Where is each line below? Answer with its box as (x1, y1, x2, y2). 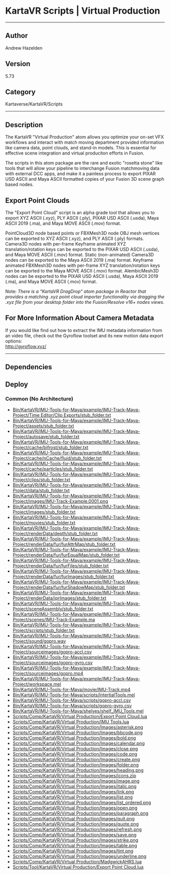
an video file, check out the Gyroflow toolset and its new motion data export (5, 332, 163, 339)
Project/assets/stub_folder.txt (12, 423, 74, 429)
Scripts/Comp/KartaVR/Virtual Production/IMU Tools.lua (12, 719, 130, 725)
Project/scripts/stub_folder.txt (12, 627, 75, 633)
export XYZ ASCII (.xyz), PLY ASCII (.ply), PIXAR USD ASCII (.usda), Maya (5, 215, 159, 221)
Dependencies (5, 363, 52, 372)
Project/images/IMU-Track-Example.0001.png (12, 498, 108, 504)
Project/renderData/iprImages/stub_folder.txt (12, 595, 107, 601)
